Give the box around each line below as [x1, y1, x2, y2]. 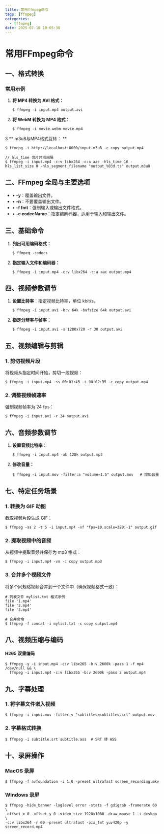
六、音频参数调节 [5, 428, 57, 436]
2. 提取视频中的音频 [5, 537, 52, 544]
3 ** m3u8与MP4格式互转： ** [5, 136, 67, 141]
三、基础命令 [5, 227, 44, 235]
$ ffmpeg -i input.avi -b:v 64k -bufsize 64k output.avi [12, 308, 132, 313]
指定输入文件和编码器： [12, 260, 60, 266]
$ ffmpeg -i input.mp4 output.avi [12, 107, 83, 112]
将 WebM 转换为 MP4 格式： [12, 117, 70, 122]
